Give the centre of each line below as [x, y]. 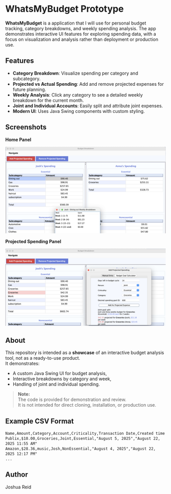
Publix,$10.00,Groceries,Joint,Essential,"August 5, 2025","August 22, [83, 439]
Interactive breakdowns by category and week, [62, 379]
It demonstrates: [22, 364]
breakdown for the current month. [48, 100]
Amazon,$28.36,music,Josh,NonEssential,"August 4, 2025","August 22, [81, 449]
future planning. [29, 89]
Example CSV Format [39, 421]
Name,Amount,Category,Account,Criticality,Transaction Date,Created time [85, 434]
